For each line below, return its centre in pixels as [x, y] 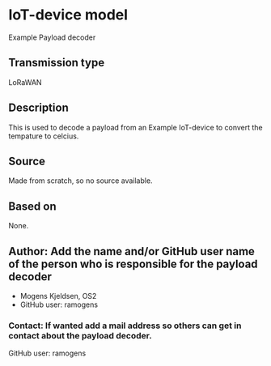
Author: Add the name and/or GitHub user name [131, 251]
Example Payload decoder [52, 37]
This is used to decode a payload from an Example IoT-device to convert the [135, 127]
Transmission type [57, 63]
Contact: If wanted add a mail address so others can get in [125, 326]
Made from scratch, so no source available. [80, 181]
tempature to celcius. [44, 136]
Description [38, 108]
